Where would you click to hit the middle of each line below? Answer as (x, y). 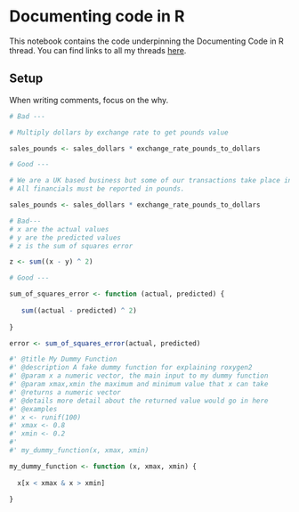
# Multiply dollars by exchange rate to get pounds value (119, 132)
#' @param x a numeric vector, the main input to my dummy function (139, 376)
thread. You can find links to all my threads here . (98, 50)
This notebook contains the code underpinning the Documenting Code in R (147, 41)
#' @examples (33, 409)
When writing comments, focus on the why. (89, 100)
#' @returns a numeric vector (65, 392)
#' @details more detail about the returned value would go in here (139, 401)
